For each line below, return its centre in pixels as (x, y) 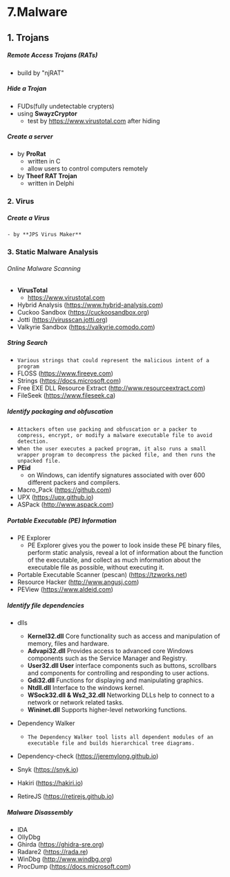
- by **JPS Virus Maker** (44, 235)
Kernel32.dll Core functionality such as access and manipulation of (124, 636)
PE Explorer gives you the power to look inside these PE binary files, (124, 545)
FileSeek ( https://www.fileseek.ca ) (66, 396)
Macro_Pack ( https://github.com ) (64, 490)
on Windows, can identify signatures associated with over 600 (116, 475)
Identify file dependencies (46, 605)
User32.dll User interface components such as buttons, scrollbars (122, 666)
